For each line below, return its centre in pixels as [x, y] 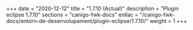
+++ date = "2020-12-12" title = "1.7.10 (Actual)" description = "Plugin [93, 9]
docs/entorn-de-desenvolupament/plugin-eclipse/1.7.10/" [78, 21]
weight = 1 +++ [169, 21]
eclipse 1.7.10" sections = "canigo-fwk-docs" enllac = [72, 15]
